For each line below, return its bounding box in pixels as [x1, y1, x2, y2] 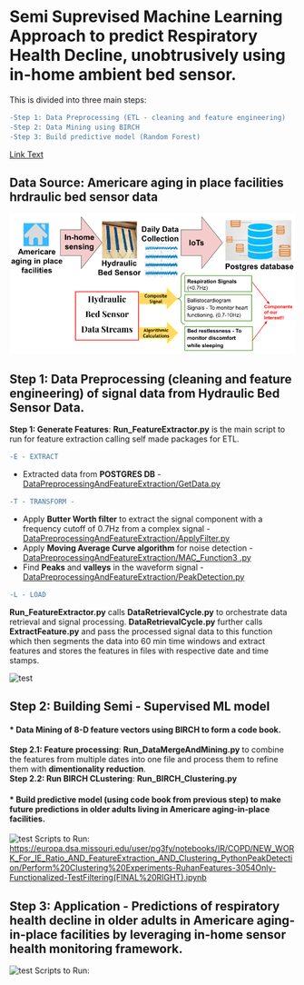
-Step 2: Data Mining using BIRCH [9, 123, 141, 132]
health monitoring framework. [9, 940, 183, 956]
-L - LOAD [9, 590, 47, 599]
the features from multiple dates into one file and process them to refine [9, 754, 279, 765]
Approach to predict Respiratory [9, 25, 259, 46]
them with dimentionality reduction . [9, 763, 147, 774]
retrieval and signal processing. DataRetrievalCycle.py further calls [9, 616, 263, 627]
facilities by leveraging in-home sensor [60, 927, 287, 942]
